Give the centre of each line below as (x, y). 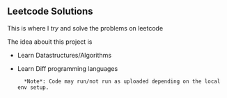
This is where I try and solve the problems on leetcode (85, 28)
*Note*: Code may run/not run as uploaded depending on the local (122, 81)
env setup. (33, 87)
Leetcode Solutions (50, 11)
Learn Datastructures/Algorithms (64, 55)
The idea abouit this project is (50, 42)
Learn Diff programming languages (68, 68)
